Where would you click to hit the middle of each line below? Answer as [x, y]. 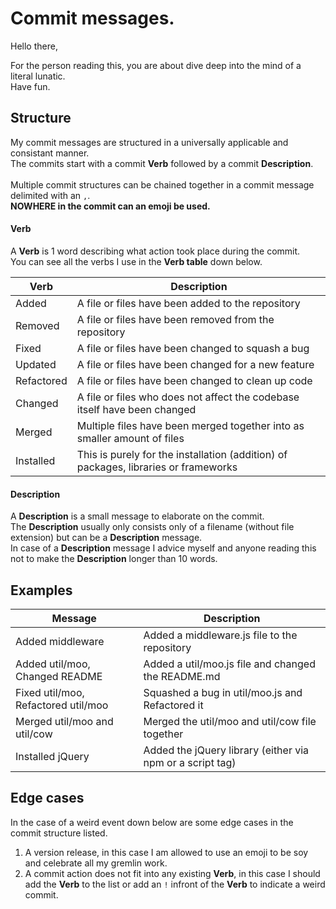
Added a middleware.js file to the [220, 635]
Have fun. [30, 86]
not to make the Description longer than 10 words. [114, 559]
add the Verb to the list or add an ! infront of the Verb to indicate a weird [175, 884]
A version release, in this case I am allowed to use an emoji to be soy [166, 852]
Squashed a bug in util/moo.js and [223, 692]
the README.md [182, 676]
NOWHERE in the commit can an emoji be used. [110, 206]
